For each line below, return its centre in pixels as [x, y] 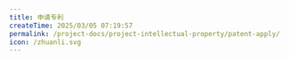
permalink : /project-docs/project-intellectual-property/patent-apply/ [144, 34]
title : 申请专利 [36, 17]
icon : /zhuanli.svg [45, 42]
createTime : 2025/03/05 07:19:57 [71, 26]
